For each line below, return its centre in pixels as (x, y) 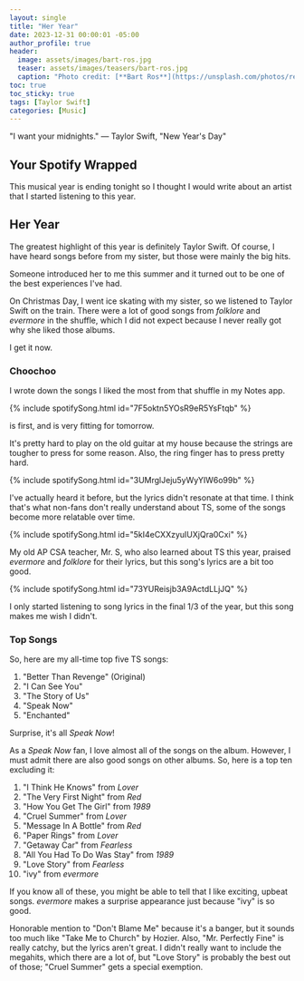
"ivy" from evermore (61, 874)
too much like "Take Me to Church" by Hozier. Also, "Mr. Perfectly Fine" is (147, 938)
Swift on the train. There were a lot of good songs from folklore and (135, 310)
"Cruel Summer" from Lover (75, 816)
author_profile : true (50, 43)
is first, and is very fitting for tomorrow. (82, 426)
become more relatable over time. (72, 517)
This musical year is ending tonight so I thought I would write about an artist (151, 187)
